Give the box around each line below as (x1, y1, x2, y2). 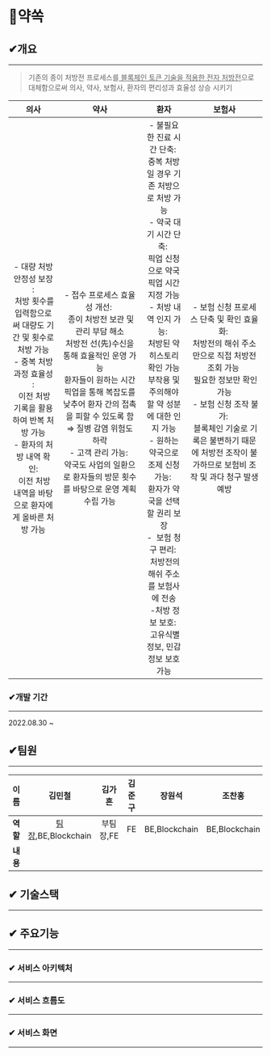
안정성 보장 (13, 273, 54, 284)
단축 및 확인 (199, 314, 242, 324)
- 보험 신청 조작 (192, 399, 249, 409)
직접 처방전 (216, 350, 256, 361)
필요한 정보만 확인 (193, 374, 258, 385)
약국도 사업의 (64, 459, 111, 470)
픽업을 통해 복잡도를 (64, 386, 135, 397)
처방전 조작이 (200, 447, 248, 458)
